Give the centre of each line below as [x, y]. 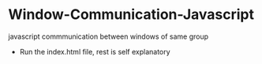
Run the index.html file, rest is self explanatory [95, 51]
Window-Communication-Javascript [131, 15]
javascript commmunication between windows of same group [109, 36]
